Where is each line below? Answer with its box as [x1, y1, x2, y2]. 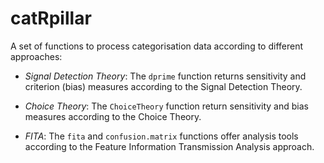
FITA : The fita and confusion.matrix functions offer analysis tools [24, 130, 299, 142]
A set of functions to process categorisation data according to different [10, 40, 304, 52]
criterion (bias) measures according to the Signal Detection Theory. [24, 80, 303, 92]
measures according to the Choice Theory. [24, 110, 202, 122]
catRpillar [10, 7, 92, 30]
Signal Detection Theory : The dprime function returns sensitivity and [24, 70, 307, 82]
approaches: [10, 50, 63, 62]
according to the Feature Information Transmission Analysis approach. [24, 140, 315, 152]
